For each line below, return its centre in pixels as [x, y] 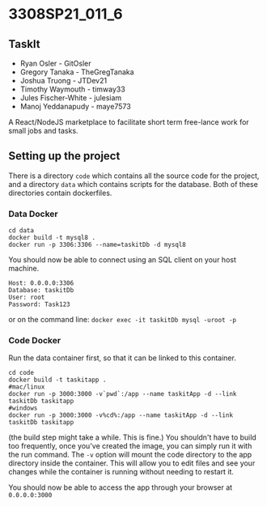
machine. [24, 269]
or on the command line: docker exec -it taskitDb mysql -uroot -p [123, 320]
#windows [23, 408]
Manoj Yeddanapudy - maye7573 [75, 106]
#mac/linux [27, 387]
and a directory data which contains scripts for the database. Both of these [133, 184]
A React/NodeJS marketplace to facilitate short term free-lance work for [129, 122]
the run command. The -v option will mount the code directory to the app [130, 455]
